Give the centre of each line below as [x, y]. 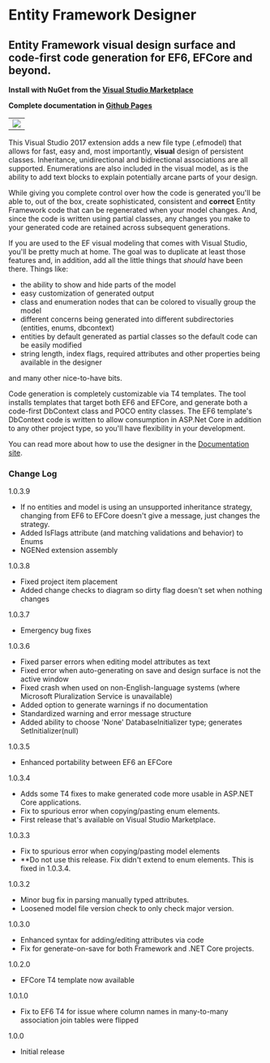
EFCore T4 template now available [77, 980]
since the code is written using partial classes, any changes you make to [130, 218]
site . [15, 453]
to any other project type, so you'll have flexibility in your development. [127, 428]
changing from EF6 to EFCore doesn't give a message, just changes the [140, 516]
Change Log [33, 473]
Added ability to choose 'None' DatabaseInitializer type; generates [131, 722]
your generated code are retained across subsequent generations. [119, 227]
